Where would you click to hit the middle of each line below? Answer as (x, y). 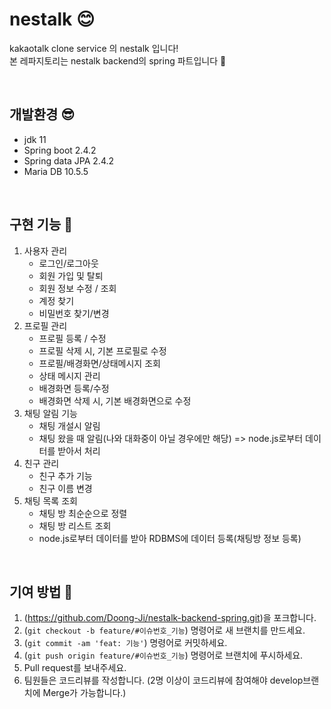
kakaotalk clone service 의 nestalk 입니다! (94, 48)
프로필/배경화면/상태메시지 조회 (99, 363)
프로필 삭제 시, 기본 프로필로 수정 (102, 350)
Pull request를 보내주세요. (75, 668)
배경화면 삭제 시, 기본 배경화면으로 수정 (115, 400)
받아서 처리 (79, 450)
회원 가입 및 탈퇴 (71, 275)
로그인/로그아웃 (68, 263)
